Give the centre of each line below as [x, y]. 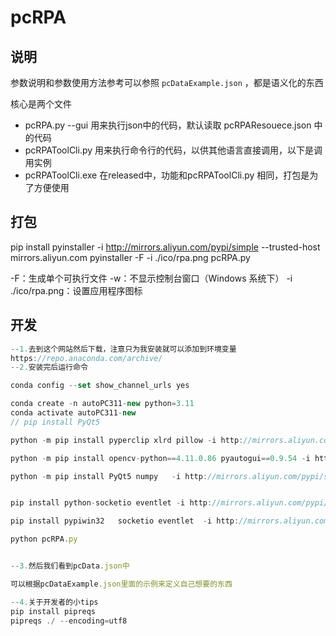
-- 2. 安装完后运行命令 [49, 367]
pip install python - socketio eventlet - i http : [111, 503]
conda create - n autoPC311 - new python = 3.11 [102, 404]
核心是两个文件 [41, 104]
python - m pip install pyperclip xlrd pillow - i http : [127, 440]
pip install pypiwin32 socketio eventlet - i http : [125, 521]
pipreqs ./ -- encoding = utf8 [69, 621]
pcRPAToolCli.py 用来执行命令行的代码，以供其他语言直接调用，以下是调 [173, 150]
